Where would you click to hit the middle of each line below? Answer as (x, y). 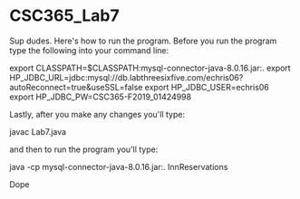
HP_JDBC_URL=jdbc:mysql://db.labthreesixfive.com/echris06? (126, 77)
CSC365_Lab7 (64, 16)
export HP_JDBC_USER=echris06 (207, 87)
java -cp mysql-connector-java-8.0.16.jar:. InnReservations (119, 166)
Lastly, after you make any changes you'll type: (97, 114)
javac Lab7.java (38, 131)
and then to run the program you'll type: (84, 149)
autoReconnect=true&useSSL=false (76, 87)
